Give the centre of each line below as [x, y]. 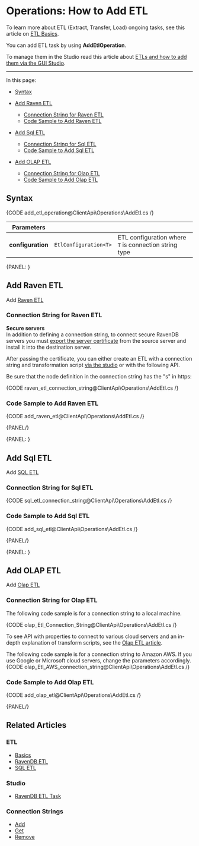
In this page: [21, 80]
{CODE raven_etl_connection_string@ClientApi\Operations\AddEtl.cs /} [92, 388]
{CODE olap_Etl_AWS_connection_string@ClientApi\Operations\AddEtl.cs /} [98, 667]
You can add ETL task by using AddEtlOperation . [66, 45]
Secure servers [25, 328]
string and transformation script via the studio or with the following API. [93, 365]
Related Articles [36, 725]
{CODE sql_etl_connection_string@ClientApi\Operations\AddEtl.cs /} [89, 501]
